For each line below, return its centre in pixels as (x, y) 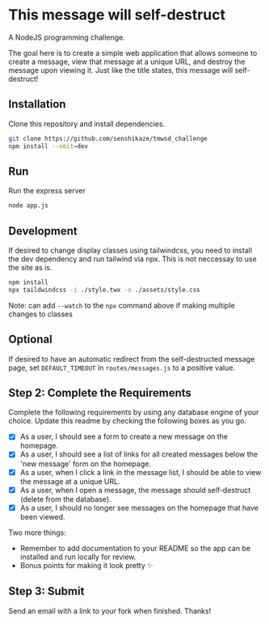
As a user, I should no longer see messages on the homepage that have (139, 507)
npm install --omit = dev (48, 146)
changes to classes (40, 314)
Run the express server (47, 191)
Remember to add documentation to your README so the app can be (135, 548)
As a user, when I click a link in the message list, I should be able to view (141, 472)
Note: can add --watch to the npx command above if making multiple (122, 305)
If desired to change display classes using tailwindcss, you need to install (130, 250)
